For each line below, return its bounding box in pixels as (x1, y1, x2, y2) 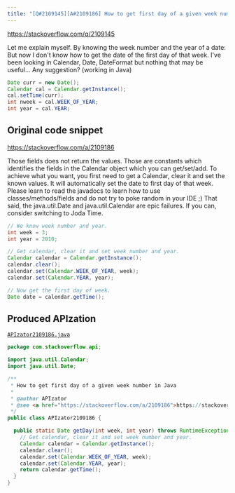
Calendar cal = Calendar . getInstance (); (7, 86, 127, 93)
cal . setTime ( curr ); (7, 92, 64, 99)
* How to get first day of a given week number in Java (10, 381, 177, 389)
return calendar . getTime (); (20, 466, 101, 473)
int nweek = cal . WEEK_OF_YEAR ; (7, 99, 99, 106)
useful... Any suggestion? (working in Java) (7, 65, 132, 74)
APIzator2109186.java (7, 331, 71, 339)
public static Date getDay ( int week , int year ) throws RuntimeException (13, 427, 230, 435)
